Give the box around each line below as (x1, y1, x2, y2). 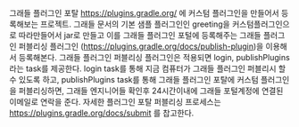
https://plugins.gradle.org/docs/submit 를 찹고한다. (9, 107, 195, 118)
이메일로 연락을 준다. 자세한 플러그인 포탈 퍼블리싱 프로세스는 (9, 97, 221, 107)
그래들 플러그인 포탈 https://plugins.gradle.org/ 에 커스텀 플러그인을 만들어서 (9, 8, 279, 18)
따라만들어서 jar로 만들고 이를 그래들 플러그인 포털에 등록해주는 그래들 (18, 30, 262, 40)
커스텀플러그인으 (231, 19, 290, 29)
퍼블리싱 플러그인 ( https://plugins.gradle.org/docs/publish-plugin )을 (18, 41, 264, 52)
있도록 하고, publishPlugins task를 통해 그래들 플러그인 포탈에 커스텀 (18, 75, 259, 84)
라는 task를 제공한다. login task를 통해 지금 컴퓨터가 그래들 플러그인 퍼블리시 (9, 63, 277, 74)
